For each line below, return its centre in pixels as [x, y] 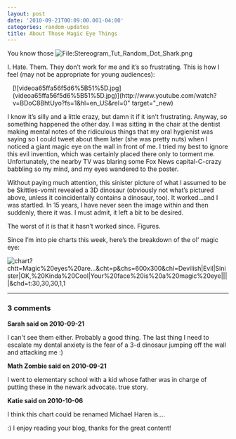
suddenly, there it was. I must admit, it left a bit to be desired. [96, 212]
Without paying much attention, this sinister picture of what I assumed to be [117, 183]
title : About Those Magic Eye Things [63, 33]
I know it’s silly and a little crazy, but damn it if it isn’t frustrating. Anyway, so [117, 117]
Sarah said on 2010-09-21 [46, 324]
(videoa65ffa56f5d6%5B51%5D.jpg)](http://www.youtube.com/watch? [115, 96]
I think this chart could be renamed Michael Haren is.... [86, 414]
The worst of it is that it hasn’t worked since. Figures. [84, 227]
